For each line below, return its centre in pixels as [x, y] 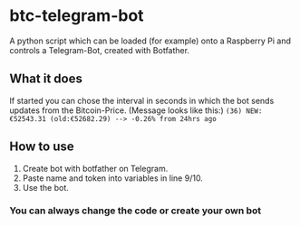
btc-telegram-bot [77, 16]
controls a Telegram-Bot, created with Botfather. [100, 50]
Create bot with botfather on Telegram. [95, 168]
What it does [46, 79]
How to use [42, 147]
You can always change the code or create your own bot [135, 211]
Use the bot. [46, 187]
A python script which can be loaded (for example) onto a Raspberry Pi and [150, 41]
